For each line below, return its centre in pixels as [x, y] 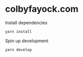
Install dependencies [26, 23]
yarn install [19, 31]
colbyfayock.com [42, 9]
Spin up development [27, 41]
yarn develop [19, 50]
